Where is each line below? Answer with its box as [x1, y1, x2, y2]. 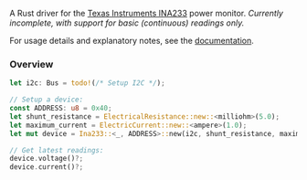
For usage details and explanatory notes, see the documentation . [9, 36, 254, 46]
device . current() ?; [9, 163, 84, 172]
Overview [9, 58, 54, 70]
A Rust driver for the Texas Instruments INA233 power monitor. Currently [9, 8, 283, 18]
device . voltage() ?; [9, 154, 84, 164]
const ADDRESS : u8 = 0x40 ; [9, 104, 112, 113]
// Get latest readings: [9, 145, 104, 154]
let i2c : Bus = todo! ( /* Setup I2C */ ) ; [9, 79, 166, 88]
